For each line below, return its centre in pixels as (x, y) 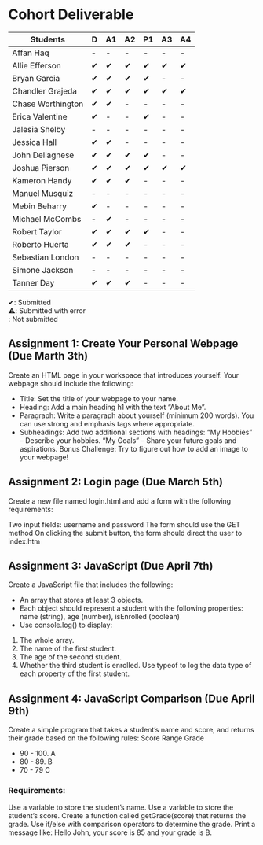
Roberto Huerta (40, 244)
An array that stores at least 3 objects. (81, 600)
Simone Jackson (43, 270)
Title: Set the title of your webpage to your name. (99, 398)
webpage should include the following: (71, 383)
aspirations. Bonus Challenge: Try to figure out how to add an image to (134, 448)
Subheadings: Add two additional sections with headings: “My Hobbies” (136, 432)
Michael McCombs (47, 219)
